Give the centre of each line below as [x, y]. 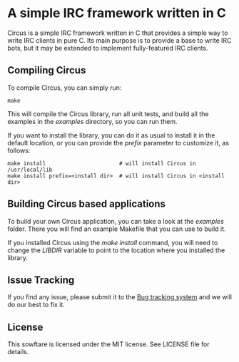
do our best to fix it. [36, 305]
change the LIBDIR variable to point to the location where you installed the [116, 250]
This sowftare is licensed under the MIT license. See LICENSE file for [108, 344]
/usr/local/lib [30, 170]
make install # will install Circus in [102, 163]
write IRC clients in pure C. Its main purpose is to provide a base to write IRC [119, 40]
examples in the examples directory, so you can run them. [92, 121]
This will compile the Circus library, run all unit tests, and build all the [108, 114]
